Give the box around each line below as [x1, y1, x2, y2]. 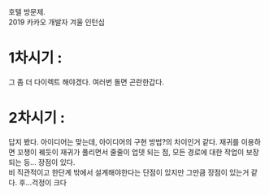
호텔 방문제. [8, 7, 46, 16]
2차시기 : [8, 109, 65, 128]
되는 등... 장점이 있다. [8, 157, 76, 167]
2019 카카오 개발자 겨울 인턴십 [8, 17, 106, 27]
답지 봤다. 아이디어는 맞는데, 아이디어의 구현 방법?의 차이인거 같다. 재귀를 [8, 136, 240, 146]
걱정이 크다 [31, 177, 67, 187]
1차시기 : [8, 49, 63, 67]
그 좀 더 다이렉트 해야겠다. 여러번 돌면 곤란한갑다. [8, 76, 165, 87]
